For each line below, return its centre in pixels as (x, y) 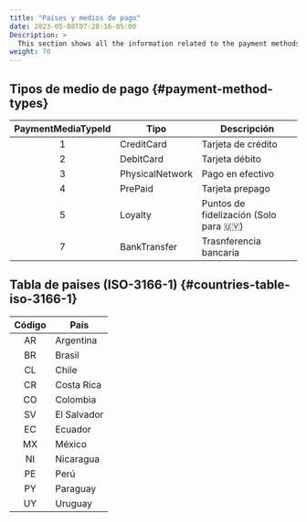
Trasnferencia (232, 241)
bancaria (221, 252)
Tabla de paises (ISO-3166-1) (94, 285)
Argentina (76, 340)
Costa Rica (79, 384)
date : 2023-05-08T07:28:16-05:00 (73, 26)
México (71, 444)
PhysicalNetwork (157, 173)
